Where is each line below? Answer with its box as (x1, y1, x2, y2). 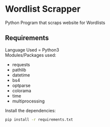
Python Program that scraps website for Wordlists (5, 20, 106, 25)
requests (12, 61, 30, 67)
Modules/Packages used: (5, 52, 56, 58)
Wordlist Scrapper (5, 3, 81, 15)
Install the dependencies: (5, 107, 56, 113)
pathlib (12, 67, 26, 73)
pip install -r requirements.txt (5, 117, 73, 122)
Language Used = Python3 (5, 47, 60, 52)
